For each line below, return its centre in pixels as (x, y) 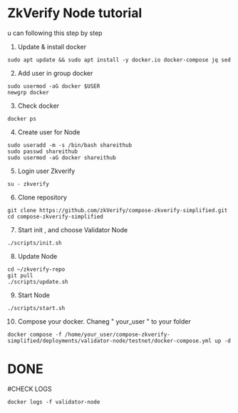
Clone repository (42, 197)
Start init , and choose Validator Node (73, 229)
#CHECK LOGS (30, 389)
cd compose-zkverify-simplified (55, 217)
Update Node (37, 256)
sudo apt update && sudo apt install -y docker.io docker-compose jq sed (119, 60)
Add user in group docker (55, 73)
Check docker (38, 106)
